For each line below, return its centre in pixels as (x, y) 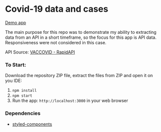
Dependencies (23, 113)
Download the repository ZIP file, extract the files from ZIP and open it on (79, 76)
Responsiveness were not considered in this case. (56, 42)
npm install (24, 91)
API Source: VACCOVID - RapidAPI (40, 52)
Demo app (15, 23)
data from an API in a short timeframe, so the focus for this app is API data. (81, 37)
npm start (22, 96)
